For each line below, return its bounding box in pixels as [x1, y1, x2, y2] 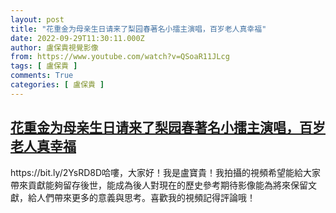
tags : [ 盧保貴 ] [10, 61, 78, 71]
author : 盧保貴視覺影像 [10, 42, 99, 53]
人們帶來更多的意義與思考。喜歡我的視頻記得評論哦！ [36, 191, 256, 203]
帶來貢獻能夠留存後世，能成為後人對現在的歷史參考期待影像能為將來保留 [10, 179, 308, 191]
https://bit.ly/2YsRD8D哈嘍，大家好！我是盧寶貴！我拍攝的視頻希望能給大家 [10, 166, 322, 178]
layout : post [10, 14, 65, 25]
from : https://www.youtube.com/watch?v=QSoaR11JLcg [10, 52, 230, 62]
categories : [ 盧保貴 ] [10, 80, 105, 90]
